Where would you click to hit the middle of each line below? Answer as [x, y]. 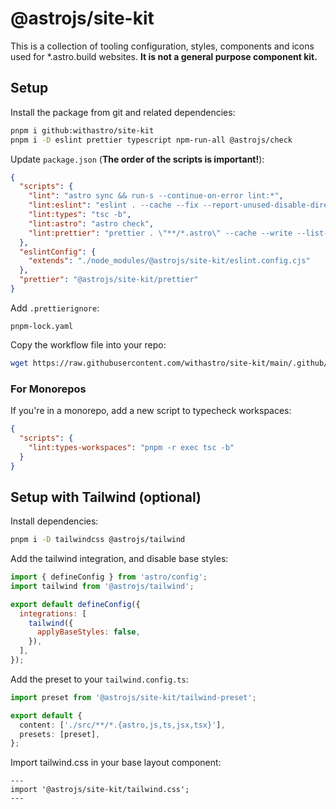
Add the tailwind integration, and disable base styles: [119, 559]
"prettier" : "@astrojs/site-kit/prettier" [109, 280]
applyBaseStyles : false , [88, 632]
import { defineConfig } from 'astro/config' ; [109, 577]
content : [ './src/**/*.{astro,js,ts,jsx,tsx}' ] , [122, 725]
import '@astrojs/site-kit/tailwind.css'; [100, 790]
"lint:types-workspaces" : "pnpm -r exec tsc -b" [131, 447]
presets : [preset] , [60, 734]
